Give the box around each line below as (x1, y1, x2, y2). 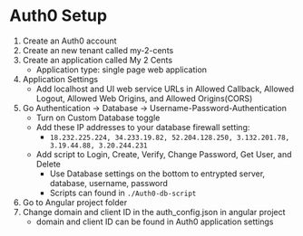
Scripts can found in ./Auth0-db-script (49, 187, 197, 198)
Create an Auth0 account (22, 35, 117, 46)
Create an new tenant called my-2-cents (22, 44, 174, 55)
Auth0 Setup (9, 5, 107, 26)
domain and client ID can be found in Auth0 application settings (35, 216, 274, 227)
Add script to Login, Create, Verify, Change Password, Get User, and (35, 148, 292, 159)
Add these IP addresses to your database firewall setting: (35, 121, 250, 132)
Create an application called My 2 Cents (22, 54, 173, 65)
